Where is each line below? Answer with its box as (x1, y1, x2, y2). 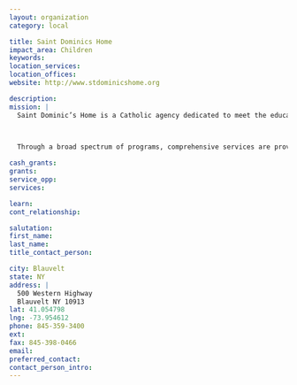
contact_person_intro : (9, 363, 93, 372)
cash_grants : (9, 158, 57, 168)
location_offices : (9, 70, 77, 80)
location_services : (9, 62, 81, 71)
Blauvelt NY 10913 (17, 297, 86, 306)
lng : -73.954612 (9, 313, 69, 323)
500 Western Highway (17, 289, 93, 297)
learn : (9, 199, 34, 208)
